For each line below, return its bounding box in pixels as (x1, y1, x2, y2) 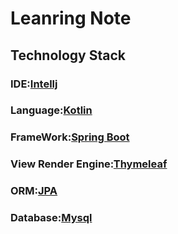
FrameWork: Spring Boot (10, 130, 130, 144)
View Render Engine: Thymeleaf (10, 157, 168, 171)
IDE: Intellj (10, 77, 58, 91)
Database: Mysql (10, 211, 93, 225)
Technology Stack (10, 47, 126, 64)
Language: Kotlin (10, 103, 93, 117)
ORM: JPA (10, 184, 58, 198)
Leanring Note (10, 7, 132, 30)
